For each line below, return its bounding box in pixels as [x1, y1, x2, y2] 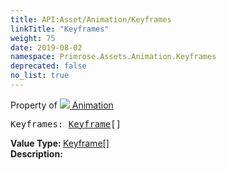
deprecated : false [10, 61, 87, 71]
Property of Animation [10, 99, 114, 111]
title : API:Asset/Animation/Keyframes [10, 14, 172, 25]
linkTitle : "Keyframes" [10, 24, 110, 34]
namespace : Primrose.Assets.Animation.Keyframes [10, 52, 217, 62]
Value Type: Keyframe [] [10, 137, 110, 149]
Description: [10, 147, 63, 160]
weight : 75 [10, 33, 56, 43]
